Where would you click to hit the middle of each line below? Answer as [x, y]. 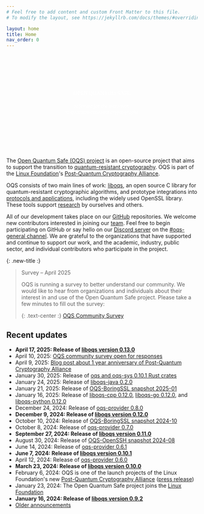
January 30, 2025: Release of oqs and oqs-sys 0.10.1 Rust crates [96, 375]
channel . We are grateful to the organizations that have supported [109, 236]
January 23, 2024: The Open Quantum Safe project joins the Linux [98, 485]
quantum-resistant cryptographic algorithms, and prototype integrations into [102, 192]
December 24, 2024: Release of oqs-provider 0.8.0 [79, 408]
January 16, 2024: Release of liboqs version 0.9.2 [79, 498]
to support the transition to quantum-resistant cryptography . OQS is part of [100, 167]
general [16, 236]
